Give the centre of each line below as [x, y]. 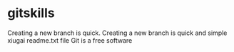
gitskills [31, 13]
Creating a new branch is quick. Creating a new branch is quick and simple [117, 33]
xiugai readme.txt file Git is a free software [70, 40]
